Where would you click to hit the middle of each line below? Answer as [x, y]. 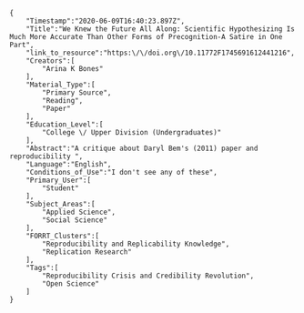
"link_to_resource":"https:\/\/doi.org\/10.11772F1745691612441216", [161, 53]
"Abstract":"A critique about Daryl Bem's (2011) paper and [142, 148]
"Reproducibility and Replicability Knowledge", [136, 244]
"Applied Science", [79, 212]
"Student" [61, 188]
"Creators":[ [51, 61]
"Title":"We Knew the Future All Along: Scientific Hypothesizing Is [161, 29]
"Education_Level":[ [65, 125]
